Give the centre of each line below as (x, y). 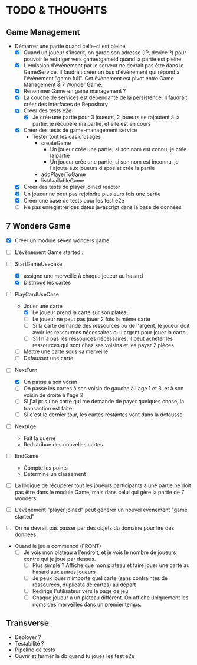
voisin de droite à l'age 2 (53, 395)
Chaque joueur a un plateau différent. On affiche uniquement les (110, 598)
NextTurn (26, 370)
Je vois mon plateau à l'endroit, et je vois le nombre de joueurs (100, 552)
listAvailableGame (63, 181)
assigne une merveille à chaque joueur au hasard (83, 276)
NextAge (25, 426)
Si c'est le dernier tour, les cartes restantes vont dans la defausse (103, 415)
